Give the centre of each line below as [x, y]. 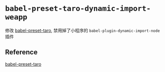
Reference [21, 52]
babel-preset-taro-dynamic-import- [78, 9]
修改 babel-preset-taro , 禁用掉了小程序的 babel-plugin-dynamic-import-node [82, 30]
